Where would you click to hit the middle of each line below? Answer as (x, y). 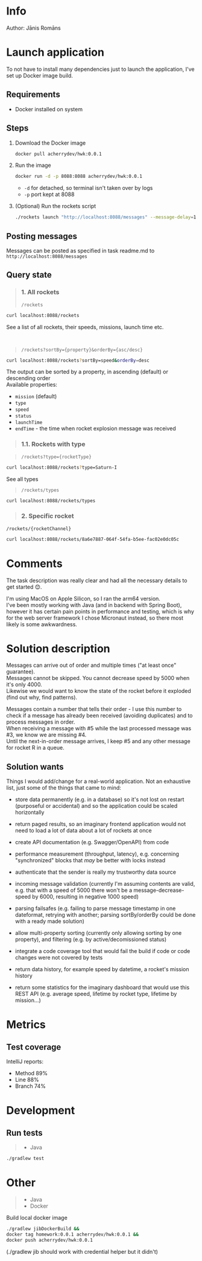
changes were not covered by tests (59, 958)
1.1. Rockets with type (53, 444)
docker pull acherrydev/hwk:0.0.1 (58, 154)
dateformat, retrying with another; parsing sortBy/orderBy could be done (105, 915)
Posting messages (42, 236)
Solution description (58, 648)
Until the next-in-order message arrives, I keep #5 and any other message (99, 741)
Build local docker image (37, 1218)
